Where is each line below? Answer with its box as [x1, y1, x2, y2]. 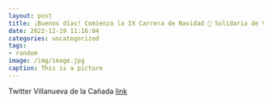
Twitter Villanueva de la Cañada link [8, 86, 128, 96]
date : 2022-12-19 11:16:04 [8, 27, 100, 35]
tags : [8, 42, 27, 50]
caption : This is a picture [8, 64, 104, 72]
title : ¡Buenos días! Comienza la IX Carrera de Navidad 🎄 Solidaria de [8, 19, 259, 27]
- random [8, 49, 38, 57]
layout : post [8, 11, 53, 20]
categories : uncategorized [8, 34, 100, 43]
